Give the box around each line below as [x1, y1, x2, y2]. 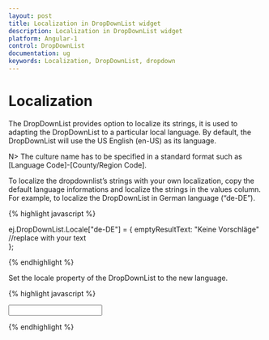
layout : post [8, 11, 53, 20]
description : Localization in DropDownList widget [8, 27, 183, 35]
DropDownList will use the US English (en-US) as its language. [8, 135, 217, 146]
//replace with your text [8, 232, 87, 243]
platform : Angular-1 [8, 34, 79, 43]
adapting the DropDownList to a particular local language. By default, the [8, 127, 252, 137]
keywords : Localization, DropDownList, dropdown [8, 57, 176, 66]
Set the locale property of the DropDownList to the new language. [8, 273, 228, 283]
